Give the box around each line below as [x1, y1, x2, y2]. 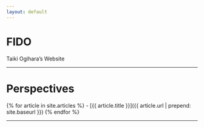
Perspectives [6, 82, 75, 96]
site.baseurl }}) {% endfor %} [6, 108, 80, 116]
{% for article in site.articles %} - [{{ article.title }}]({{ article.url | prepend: [6, 102, 191, 109]
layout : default [6, 8, 47, 15]
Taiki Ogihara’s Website [6, 55, 65, 62]
